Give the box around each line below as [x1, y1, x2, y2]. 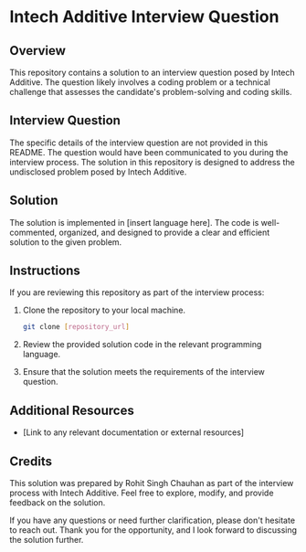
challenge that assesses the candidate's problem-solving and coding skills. [9, 87, 292, 97]
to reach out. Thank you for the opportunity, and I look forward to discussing [9, 524, 298, 536]
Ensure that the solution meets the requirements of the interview [22, 366, 265, 377]
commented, [9, 227, 58, 238]
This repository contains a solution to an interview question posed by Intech [9, 67, 295, 78]
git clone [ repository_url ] [22, 323, 130, 332]
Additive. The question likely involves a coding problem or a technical [9, 77, 271, 88]
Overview [9, 43, 67, 58]
